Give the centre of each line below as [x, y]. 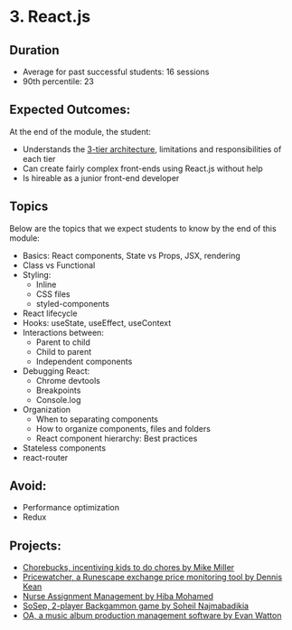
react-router [45, 457]
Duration [35, 50]
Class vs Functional [59, 265]
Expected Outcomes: [70, 110]
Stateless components [64, 448]
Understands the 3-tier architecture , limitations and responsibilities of [152, 149]
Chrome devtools [68, 380]
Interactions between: [63, 332]
